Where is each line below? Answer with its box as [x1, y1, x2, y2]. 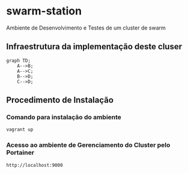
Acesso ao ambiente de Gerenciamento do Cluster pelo [6, 141, 171, 149]
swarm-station [6, 4, 82, 18]
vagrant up [6, 126, 34, 133]
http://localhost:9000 [6, 162, 63, 168]
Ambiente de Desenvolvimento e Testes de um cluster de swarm [6, 24, 166, 31]
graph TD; [6, 57, 31, 64]
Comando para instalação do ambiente [6, 113, 122, 122]
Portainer [6, 149, 35, 157]
